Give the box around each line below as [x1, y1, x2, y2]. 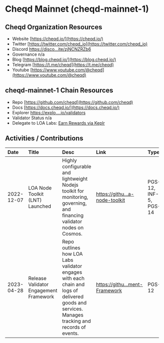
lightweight [61, 175, 88, 182]
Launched [28, 203, 51, 210]
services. [61, 305, 83, 312]
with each [61, 275, 84, 281]
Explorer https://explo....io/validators [12, 109, 86, 115]
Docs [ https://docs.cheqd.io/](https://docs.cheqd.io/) [12, 104, 120, 110]
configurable [61, 163, 92, 170]
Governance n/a [12, 51, 45, 57]
